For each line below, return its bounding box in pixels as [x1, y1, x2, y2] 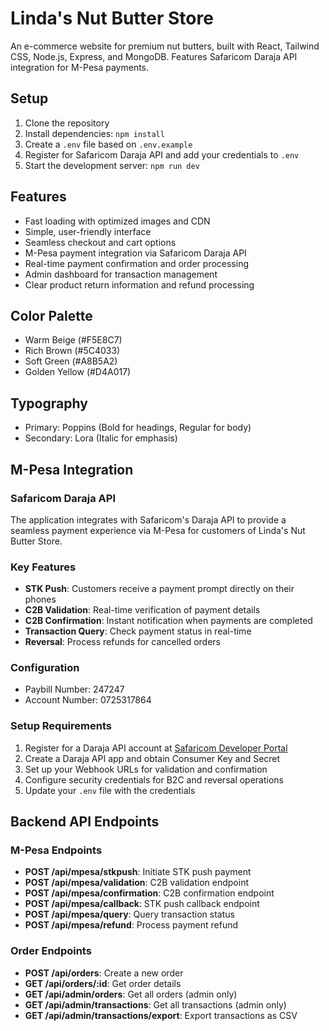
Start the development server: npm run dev [24, 159, 200, 171]
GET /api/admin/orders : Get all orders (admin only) [24, 988, 238, 1000]
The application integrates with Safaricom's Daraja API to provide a [10, 513, 287, 526]
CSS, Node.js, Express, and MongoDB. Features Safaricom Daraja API [10, 50, 298, 62]
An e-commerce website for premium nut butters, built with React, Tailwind [10, 40, 320, 52]
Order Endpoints [10, 944, 92, 958]
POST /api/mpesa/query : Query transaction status [24, 908, 235, 921]
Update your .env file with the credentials [24, 784, 196, 796]
